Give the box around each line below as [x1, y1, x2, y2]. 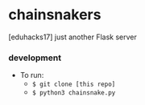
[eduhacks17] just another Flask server [8, 32, 137, 42]
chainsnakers [8, 6, 101, 24]
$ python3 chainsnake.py [31, 89, 116, 97]
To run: [19, 71, 44, 80]
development [8, 52, 62, 63]
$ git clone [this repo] [31, 80, 116, 89]
